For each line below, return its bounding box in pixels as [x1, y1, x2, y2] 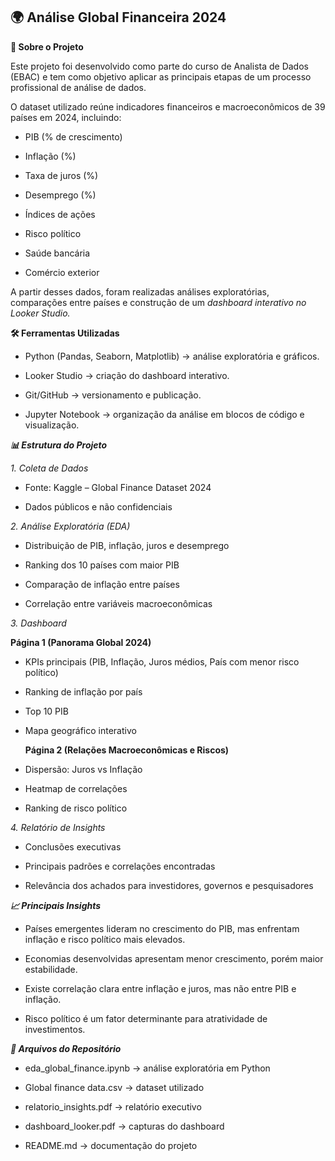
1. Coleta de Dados [10, 462, 89, 474]
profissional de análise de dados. [10, 81, 147, 93]
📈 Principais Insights [10, 899, 102, 911]
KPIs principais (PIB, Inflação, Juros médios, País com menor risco [24, 655, 300, 668]
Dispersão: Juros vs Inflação [24, 763, 143, 775]
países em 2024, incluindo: [10, 111, 122, 123]
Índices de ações [24, 208, 96, 220]
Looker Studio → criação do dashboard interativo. [24, 369, 230, 381]
